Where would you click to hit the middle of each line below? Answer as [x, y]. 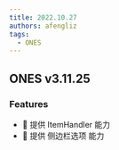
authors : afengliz [43, 26]
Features [29, 104]
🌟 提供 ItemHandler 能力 [66, 124]
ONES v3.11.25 [50, 78]
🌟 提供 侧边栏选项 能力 [63, 136]
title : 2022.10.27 [43, 17]
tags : [19, 34]
